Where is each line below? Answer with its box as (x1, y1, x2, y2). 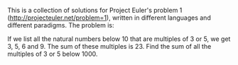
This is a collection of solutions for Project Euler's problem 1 (7, 6, 183, 14)
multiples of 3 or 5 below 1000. (7, 49, 98, 58)
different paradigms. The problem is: (7, 21, 114, 29)
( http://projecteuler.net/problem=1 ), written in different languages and (7, 13, 211, 22)
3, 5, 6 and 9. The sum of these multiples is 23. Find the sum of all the (7, 42, 212, 50)
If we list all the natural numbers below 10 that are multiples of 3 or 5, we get (7, 35, 231, 43)
